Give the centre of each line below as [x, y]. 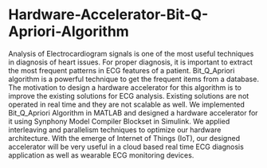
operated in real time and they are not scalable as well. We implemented [127, 104]
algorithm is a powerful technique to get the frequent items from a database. [133, 79]
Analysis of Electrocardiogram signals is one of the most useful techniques [131, 53]
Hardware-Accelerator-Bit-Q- [108, 15]
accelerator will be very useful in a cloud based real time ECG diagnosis [126, 147]
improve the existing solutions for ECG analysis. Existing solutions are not [129, 96]
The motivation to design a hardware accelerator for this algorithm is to [125, 87]
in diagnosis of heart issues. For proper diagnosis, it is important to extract [131, 62]
